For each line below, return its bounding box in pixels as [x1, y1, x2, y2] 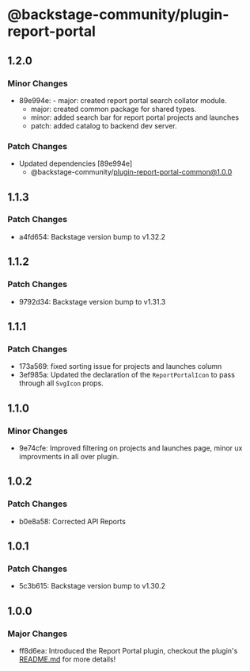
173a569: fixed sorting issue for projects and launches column [18, 362, 222, 371]
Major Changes [7, 628, 68, 639]
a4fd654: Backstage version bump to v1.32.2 [18, 232, 166, 241]
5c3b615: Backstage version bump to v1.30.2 [18, 581, 165, 591]
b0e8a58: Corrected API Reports [18, 516, 126, 526]
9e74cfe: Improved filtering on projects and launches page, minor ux [18, 443, 243, 453]
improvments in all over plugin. [18, 451, 119, 461]
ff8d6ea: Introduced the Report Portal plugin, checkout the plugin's [18, 646, 238, 655]
